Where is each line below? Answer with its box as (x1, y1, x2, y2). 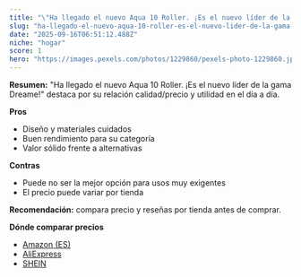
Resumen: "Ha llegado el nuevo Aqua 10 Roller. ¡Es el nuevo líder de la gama (9, 80, 292, 90)
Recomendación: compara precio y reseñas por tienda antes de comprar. (9, 204, 282, 215)
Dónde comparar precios (9, 221, 105, 232)
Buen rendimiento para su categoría (21, 134, 155, 143)
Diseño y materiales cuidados (21, 124, 132, 134)
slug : (9, 22, 30, 30)
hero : (9, 55, 30, 64)
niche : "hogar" (9, 38, 66, 48)
